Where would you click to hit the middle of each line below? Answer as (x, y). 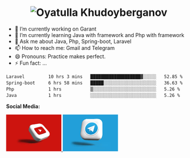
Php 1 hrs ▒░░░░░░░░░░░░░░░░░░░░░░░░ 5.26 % (93, 89)
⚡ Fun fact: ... (31, 63)
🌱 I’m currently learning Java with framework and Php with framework (99, 35)
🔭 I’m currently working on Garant (56, 29)
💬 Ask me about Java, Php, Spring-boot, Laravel (73, 41)
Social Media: (23, 106)
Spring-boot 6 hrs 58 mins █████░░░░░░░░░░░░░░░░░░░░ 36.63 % (94, 83)
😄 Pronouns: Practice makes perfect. (60, 56)
